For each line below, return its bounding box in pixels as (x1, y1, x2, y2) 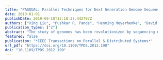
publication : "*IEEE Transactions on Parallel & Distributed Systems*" (5, 39, 153, 44)
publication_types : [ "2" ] (5, 25, 57, 30)
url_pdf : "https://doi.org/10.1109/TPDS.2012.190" (5, 43, 110, 48)
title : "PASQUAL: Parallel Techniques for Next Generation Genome (5, 7, 142, 12)
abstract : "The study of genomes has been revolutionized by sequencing (5, 30, 155, 34)
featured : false (5, 34, 38, 39)
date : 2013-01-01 (5, 12, 40, 16)
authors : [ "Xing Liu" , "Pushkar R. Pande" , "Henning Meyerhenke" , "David (5, 20, 158, 26)
